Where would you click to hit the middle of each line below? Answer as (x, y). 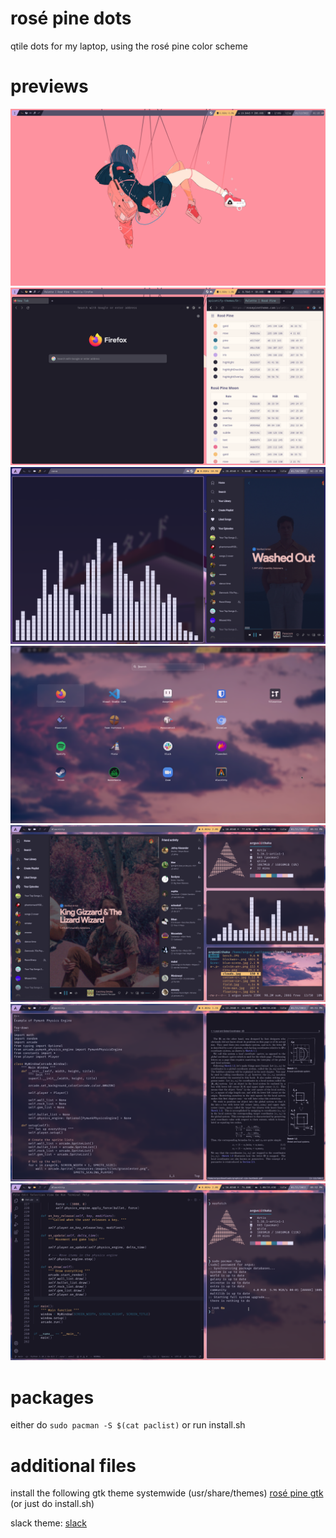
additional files (73, 1465)
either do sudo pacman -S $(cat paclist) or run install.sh (128, 1425)
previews (49, 86)
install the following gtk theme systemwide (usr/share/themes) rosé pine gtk (167, 1493)
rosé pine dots (71, 18)
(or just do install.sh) (52, 1504)
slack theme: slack (49, 1523)
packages (52, 1397)
